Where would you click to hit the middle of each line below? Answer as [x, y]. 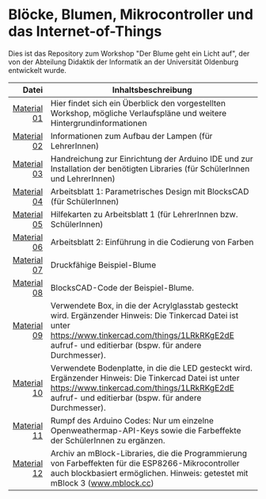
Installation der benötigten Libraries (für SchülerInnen [150, 168]
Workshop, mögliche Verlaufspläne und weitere [139, 113]
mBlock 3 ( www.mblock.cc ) [102, 483]
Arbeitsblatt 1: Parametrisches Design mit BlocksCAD [150, 191]
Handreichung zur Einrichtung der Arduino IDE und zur [152, 159]
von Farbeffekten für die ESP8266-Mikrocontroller [145, 463]
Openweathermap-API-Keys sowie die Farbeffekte [146, 430]
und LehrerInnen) [83, 178]
